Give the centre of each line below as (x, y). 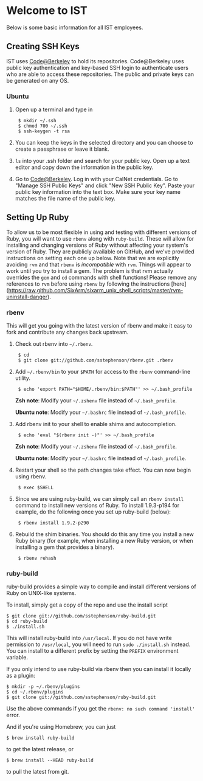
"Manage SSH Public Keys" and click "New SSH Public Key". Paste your (105, 185)
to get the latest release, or (40, 749)
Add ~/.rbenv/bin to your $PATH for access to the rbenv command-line (103, 372)
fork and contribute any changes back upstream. (67, 332)
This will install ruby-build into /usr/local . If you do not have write (89, 638)
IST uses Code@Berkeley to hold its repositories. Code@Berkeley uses (95, 61)
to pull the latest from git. (38, 772)
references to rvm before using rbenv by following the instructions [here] (96, 284)
